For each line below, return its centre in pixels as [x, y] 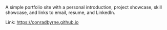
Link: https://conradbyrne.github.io [42, 22]
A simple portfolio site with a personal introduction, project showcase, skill [84, 7]
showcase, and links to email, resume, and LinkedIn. [60, 12]
